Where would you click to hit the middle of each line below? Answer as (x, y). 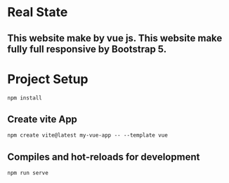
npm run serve (28, 173)
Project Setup (48, 79)
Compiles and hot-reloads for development (104, 157)
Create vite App (42, 119)
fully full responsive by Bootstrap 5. (87, 49)
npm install (25, 98)
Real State (38, 12)
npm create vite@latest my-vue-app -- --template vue (88, 135)
